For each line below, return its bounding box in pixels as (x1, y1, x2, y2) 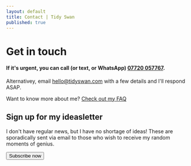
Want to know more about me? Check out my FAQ (6, 95, 127, 102)
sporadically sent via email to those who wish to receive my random (6, 134, 170, 141)
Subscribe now (9, 153, 42, 159)
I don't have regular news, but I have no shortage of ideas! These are (6, 127, 173, 135)
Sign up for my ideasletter (6, 112, 103, 122)
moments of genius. (6, 140, 55, 147)
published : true (6, 19, 46, 25)
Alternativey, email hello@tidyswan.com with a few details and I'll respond (6, 77, 185, 84)
